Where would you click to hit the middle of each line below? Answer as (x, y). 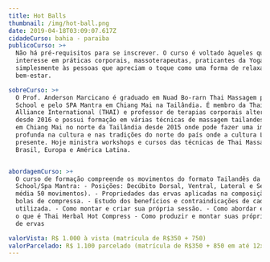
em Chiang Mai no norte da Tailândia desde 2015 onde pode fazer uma (134, 128)
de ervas (30, 223)
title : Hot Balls (37, 16)
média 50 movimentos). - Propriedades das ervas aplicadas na (122, 194)
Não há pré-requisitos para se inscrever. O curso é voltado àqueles (134, 53)
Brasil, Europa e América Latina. (73, 149)
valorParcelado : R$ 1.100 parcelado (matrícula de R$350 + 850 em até (129, 246)
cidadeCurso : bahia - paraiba (59, 38)
